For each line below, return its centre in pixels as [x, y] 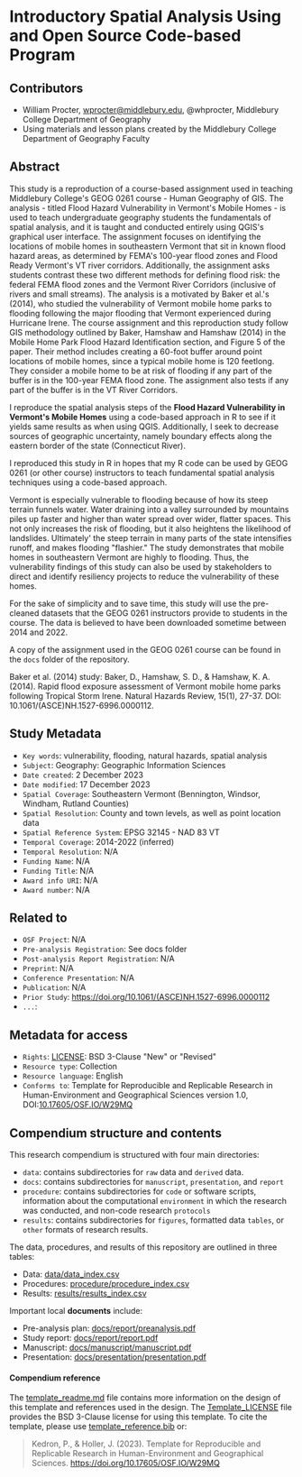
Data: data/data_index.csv [71, 1274]
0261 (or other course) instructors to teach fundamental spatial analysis [142, 472]
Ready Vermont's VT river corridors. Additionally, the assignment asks [140, 265]
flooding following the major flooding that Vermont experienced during [140, 313]
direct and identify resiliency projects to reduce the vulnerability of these [144, 576]
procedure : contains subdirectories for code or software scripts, [139, 1191]
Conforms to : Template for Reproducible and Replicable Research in [147, 1086]
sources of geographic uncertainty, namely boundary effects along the [141, 436]
